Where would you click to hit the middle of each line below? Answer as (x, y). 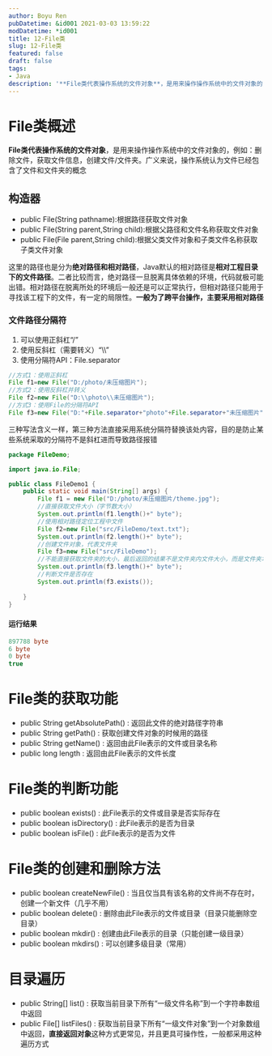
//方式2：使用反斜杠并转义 (47, 390)
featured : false (36, 53)
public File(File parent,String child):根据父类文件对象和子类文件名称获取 (138, 240)
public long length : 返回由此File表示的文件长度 (98, 753)
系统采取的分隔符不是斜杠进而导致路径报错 (86, 439)
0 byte (19, 657)
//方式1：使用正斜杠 (38, 375)
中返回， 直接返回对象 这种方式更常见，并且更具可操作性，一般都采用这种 (140, 1033)
